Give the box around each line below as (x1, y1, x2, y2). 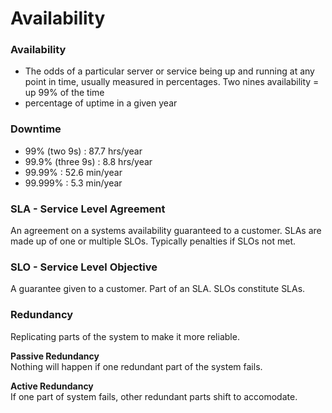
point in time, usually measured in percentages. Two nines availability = (24, 76, 320, 88)
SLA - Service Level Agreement (10, 202, 166, 216)
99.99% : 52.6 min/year (24, 166, 123, 178)
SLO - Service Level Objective (10, 260, 158, 274)
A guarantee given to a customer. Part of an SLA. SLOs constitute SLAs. (10, 283, 306, 295)
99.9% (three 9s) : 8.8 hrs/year (24, 155, 153, 167)
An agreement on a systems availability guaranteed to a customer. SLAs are (10, 225, 322, 237)
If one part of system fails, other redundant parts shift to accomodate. (10, 390, 298, 402)
